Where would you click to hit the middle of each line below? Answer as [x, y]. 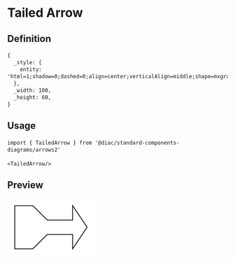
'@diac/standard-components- [137, 143]
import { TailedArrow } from [50, 143]
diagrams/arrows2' [34, 150]
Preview [26, 185]
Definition [29, 39]
